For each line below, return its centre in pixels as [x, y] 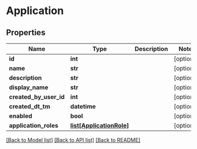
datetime [83, 106]
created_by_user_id [37, 97]
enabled [21, 116]
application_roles [34, 126]
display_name [29, 87]
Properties [26, 33]
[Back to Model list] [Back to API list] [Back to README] [73, 140]
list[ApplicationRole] [99, 126]
